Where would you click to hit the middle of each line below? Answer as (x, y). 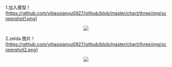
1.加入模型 (16, 7)
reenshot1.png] (21, 19)
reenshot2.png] (22, 49)
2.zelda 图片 (18, 39)
